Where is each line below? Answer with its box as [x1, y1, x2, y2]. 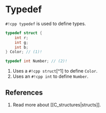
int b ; [14, 44, 29, 50]
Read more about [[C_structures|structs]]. [12, 102, 101, 108]
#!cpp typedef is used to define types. [5, 20, 86, 27]
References [5, 88, 43, 97]
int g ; [14, 40, 29, 45]
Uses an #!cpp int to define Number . [12, 73, 89, 80]
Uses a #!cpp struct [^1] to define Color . [12, 68, 98, 74]
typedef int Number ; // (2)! [5, 59, 68, 64]
